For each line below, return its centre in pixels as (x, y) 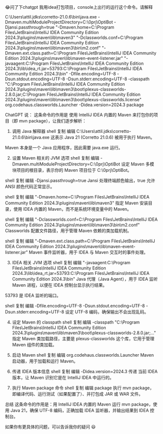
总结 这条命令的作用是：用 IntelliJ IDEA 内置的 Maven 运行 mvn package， (79, 404)
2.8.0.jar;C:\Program (25, 94)
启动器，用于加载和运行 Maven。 (45, 361)
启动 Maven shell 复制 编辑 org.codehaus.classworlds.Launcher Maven (83, 355)
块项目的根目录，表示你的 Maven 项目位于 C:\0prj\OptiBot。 (72, 170)
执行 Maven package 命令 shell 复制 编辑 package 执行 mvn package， (83, 388)
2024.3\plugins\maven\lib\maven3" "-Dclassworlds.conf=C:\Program (74, 37)
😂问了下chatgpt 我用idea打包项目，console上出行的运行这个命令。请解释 (79, 7)
